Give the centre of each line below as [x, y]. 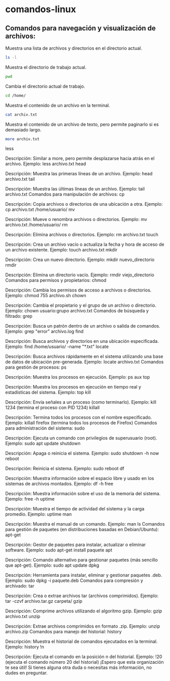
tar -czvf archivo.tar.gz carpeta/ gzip [44, 601]
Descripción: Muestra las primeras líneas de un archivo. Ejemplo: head [79, 174]
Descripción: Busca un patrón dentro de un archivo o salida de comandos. [83, 326]
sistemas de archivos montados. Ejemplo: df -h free [59, 484]
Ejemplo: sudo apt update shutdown [43, 443]
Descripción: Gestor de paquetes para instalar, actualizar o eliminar [76, 545]
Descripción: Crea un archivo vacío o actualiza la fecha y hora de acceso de [85, 244]
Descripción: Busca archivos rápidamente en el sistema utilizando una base [84, 356]
